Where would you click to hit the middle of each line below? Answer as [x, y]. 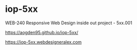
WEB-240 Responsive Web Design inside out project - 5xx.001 [69, 23]
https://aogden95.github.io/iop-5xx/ [42, 32]
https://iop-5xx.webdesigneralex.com [44, 42]
